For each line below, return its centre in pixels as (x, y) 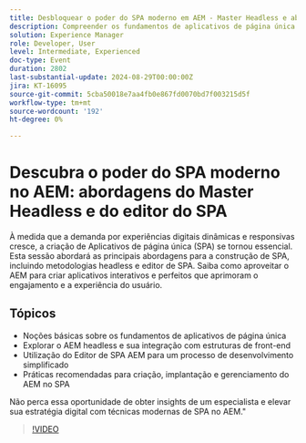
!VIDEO (45, 428)
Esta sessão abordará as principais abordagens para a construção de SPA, (149, 256)
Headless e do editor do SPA (118, 211)
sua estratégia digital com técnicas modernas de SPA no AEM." (128, 411)
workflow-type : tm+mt (51, 103)
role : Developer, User (52, 43)
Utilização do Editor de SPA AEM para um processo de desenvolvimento (158, 355)
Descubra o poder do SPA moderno (145, 173)
